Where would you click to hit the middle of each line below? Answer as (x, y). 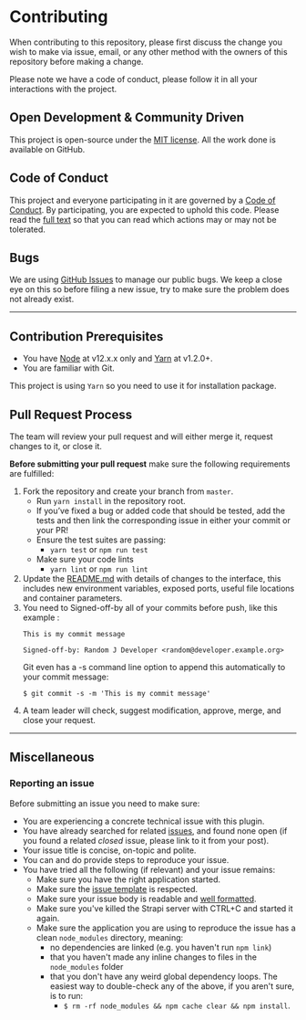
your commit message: (66, 677)
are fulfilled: (32, 473)
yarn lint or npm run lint (99, 569)
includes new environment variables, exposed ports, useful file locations (158, 588)
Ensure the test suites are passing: (101, 540)
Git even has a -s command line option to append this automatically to (154, 667)
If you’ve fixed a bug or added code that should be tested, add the (160, 510)
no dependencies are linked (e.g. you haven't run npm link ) (161, 947)
